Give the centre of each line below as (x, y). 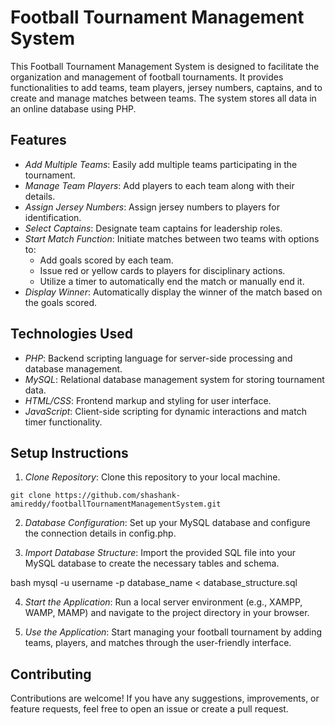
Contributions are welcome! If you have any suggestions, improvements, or (165, 698)
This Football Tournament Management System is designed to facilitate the (165, 66)
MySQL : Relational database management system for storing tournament (174, 379)
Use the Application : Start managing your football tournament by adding (173, 632)
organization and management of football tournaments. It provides (147, 77)
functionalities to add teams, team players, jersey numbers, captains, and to (166, 87)
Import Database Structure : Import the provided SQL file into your (160, 553)
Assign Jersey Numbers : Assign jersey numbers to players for (152, 207)
